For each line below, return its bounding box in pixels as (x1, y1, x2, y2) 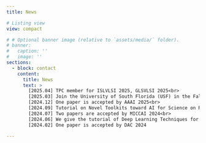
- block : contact (12, 65, 56, 71)
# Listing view (6, 20, 45, 26)
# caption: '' (6, 48, 48, 54)
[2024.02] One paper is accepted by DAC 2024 (28, 122, 147, 128)
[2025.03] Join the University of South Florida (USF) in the (28, 94, 191, 100)
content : (17, 71, 40, 77)
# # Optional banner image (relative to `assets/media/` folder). (6, 37, 180, 43)
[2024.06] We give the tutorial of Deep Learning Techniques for (28, 116, 199, 122)
